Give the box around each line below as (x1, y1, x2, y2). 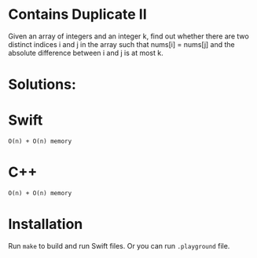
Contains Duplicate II (8, 5, 147, 24)
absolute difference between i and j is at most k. (8, 48, 163, 57)
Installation (8, 216, 83, 233)
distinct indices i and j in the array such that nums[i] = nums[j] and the (8, 39, 236, 49)
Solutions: (8, 76, 77, 93)
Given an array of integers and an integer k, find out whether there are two (8, 31, 249, 41)
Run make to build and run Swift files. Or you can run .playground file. (8, 241, 230, 250)
